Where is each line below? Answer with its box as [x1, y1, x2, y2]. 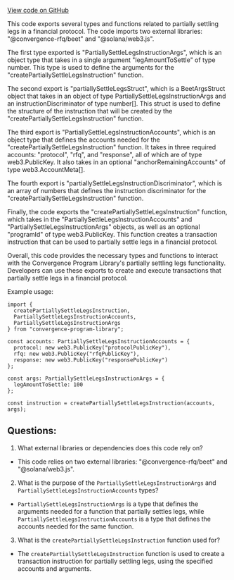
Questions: [7, 425, 57, 437]
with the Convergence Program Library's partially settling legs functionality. [7, 259, 226, 267]
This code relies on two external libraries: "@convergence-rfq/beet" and [17, 457, 228, 466]
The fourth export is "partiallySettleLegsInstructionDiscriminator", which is [7, 179, 223, 187]
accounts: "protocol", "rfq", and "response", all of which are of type [7, 151, 202, 159]
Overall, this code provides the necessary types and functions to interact [7, 252, 219, 259]
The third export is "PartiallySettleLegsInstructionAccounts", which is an [7, 128, 216, 136]
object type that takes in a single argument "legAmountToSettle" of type [7, 56, 216, 64]
